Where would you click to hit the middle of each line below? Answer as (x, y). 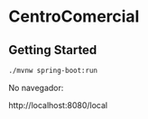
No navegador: (36, 87)
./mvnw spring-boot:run (53, 70)
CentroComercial (74, 17)
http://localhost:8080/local (58, 105)
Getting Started (53, 50)
